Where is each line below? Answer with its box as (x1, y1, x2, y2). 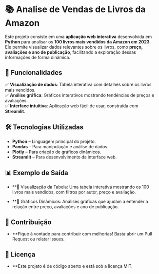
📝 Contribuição (5, 218, 52, 226)
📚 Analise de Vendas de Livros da (5, 4, 146, 15)
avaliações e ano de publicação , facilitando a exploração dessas (5, 49, 137, 55)
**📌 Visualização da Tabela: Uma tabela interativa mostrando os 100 (12, 184, 150, 190)
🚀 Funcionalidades (5, 69, 62, 77)
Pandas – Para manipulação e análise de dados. (12, 143, 109, 149)
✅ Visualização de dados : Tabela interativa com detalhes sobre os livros (5, 81, 152, 87)
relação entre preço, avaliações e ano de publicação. (12, 204, 119, 210)
